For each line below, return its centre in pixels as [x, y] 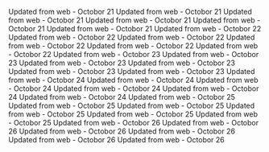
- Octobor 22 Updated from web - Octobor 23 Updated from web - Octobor [134, 54]
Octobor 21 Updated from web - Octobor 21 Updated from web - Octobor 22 [135, 29]
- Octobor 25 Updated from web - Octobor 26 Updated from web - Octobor [134, 123]
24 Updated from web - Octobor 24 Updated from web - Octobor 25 [122, 97]
